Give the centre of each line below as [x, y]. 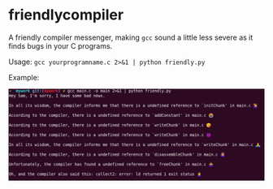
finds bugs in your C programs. [61, 45]
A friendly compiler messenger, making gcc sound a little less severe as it [131, 37]
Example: [24, 77]
